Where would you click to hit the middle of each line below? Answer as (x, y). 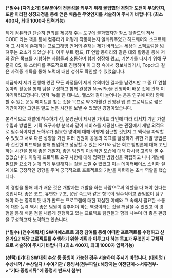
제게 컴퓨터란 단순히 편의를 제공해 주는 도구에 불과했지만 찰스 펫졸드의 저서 (80, 33)
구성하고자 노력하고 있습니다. (40, 220)
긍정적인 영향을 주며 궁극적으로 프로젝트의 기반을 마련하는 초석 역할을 (88, 170)
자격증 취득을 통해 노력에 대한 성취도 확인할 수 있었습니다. (68, 71)
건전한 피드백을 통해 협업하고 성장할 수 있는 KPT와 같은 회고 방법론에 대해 (84, 145)
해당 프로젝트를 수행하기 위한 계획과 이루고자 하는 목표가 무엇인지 (85, 239)
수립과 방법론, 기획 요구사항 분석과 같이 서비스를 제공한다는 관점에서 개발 (78, 125)
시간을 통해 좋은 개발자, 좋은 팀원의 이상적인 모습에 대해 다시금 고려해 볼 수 (89, 151)
